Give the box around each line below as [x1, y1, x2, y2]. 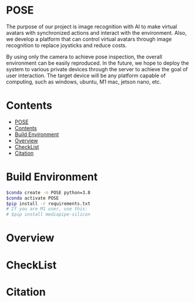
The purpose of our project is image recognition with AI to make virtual [6, 23, 177, 30]
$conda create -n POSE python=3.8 [6, 190, 91, 195]
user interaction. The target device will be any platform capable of [6, 72, 166, 79]
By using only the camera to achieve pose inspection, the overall [6, 53, 163, 60]
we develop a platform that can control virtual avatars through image [6, 35, 172, 42]
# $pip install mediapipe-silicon [6, 211, 91, 218]
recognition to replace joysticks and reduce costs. [6, 42, 127, 49]
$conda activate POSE [6, 195, 59, 201]
